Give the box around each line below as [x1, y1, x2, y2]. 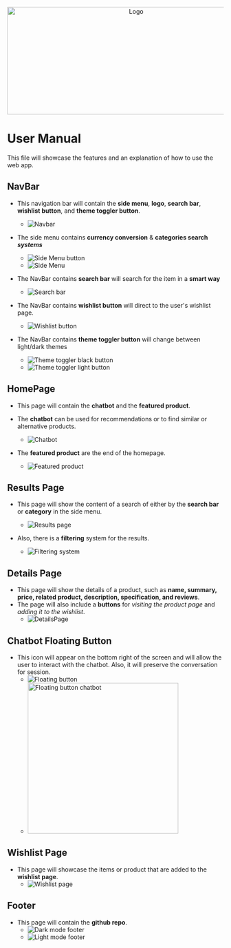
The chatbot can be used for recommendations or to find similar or [16, 414, 208, 423]
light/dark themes [16, 342, 67, 350]
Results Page [7, 482, 65, 494]
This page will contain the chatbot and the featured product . [16, 401, 190, 410]
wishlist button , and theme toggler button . [16, 207, 141, 215]
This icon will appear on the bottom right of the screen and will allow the [16, 653, 222, 661]
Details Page [7, 567, 63, 579]
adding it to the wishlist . [16, 608, 85, 616]
